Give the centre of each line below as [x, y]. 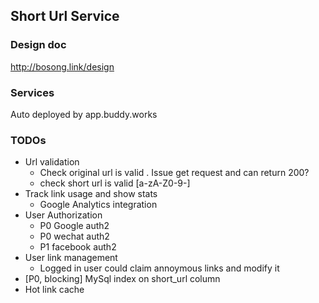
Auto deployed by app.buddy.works [84, 114]
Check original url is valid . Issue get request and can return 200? [174, 173]
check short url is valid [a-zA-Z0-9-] [115, 183]
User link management [71, 258]
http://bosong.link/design [62, 66]
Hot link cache [54, 290]
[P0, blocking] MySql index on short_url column [122, 279]
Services [32, 92]
